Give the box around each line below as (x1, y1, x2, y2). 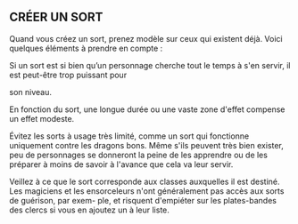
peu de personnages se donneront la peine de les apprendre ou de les (9, 149, 268, 160)
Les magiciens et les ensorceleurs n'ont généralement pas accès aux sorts (9, 185, 285, 196)
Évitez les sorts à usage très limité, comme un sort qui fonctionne (9, 131, 250, 141)
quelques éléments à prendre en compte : (9, 43, 163, 53)
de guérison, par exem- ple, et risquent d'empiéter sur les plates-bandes (9, 195, 277, 205)
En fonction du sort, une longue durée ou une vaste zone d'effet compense (9, 104, 286, 115)
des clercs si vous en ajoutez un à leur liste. (9, 204, 170, 215)
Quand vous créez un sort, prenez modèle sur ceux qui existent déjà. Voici (9, 33, 283, 44)
